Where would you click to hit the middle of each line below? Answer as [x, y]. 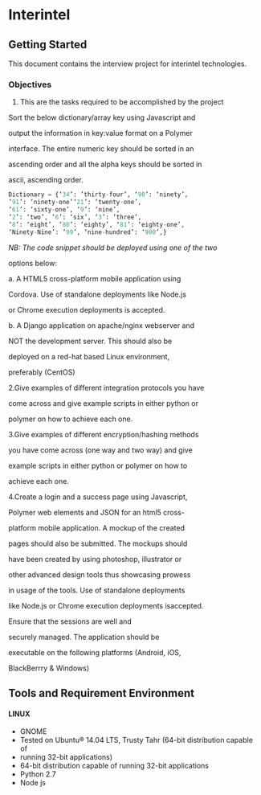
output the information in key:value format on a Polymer [100, 133]
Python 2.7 [38, 774]
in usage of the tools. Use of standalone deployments [97, 590]
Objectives [30, 84]
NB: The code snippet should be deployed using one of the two [113, 248]
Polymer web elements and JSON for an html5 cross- [96, 512]
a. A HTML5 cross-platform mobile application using [95, 278]
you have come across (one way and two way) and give [100, 450]
